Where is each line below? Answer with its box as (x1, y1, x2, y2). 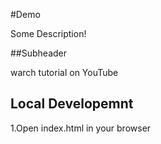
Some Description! (10, 28, 87, 39)
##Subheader (10, 47, 68, 59)
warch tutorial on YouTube (10, 67, 119, 78)
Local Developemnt (10, 95, 134, 113)
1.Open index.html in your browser (10, 122, 152, 134)
